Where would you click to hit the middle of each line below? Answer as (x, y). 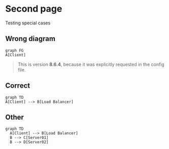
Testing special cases (28, 23)
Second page (34, 9)
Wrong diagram (30, 39)
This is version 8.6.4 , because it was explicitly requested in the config (91, 64)
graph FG (14, 50)
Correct (18, 86)
